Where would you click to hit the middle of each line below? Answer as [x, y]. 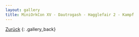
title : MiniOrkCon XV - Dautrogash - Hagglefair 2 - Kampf [70, 15]
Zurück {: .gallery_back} [31, 29]
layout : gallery [23, 10]
